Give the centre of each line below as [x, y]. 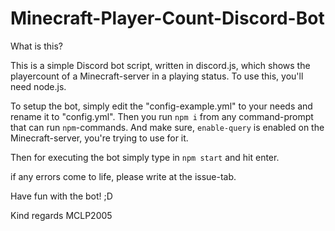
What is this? [36, 46]
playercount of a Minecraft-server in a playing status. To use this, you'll [157, 76]
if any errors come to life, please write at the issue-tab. [123, 176]
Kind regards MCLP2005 [61, 215]
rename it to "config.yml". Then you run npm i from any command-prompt [162, 116]
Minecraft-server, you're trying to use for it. [99, 138]
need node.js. [38, 86]
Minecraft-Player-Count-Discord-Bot [167, 18]
